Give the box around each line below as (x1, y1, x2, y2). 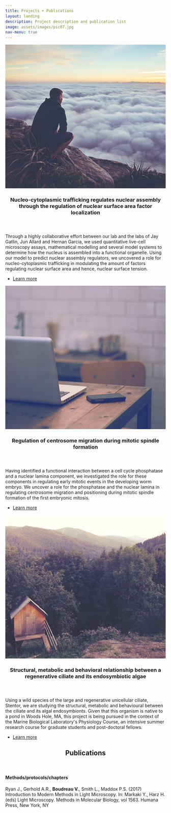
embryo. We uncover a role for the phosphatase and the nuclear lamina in (5, 484, 160, 490)
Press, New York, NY (5, 802, 49, 808)
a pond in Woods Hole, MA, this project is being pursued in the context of (5, 713, 159, 719)
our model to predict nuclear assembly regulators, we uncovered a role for (5, 255, 161, 261)
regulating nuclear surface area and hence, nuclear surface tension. (5, 266, 148, 272)
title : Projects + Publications (5, 8, 74, 13)
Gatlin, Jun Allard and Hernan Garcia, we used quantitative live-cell (5, 239, 146, 245)
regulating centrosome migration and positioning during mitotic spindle (5, 489, 154, 495)
